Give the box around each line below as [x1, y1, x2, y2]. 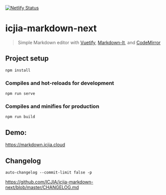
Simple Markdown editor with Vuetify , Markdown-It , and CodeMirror [17, 39, 161, 45]
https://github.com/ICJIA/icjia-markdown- [5, 179, 93, 185]
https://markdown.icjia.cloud [5, 142, 65, 148]
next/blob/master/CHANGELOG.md [5, 184, 79, 190]
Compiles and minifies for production [5, 102, 99, 109]
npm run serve [5, 91, 36, 96]
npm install [5, 68, 31, 73]
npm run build [5, 115, 36, 120]
